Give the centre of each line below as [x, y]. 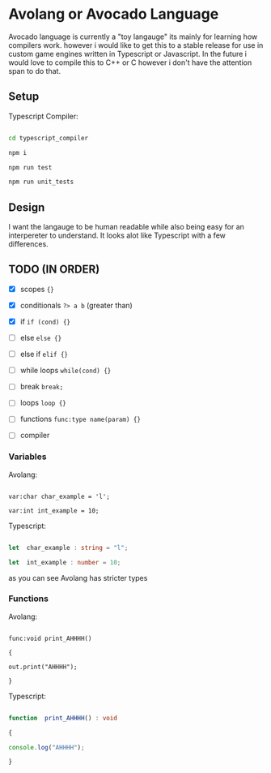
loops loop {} [43, 403]
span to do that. [35, 71]
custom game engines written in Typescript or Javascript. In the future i [127, 54]
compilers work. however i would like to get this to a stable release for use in [136, 45]
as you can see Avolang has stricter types [78, 578]
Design [27, 207]
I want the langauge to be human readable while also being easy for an [127, 227]
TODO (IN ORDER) [54, 270]
